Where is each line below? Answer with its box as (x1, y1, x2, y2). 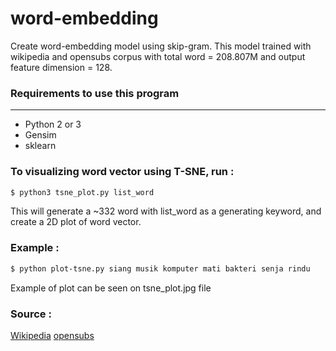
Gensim (24, 129, 57, 141)
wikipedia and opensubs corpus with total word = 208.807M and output (10, 50, 306, 62)
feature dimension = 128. (10, 61, 113, 73)
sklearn (24, 140, 57, 152)
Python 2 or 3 (24, 118, 82, 131)
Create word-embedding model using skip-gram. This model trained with (10, 40, 312, 52)
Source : (10, 307, 52, 321)
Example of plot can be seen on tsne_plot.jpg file (10, 282, 212, 294)
